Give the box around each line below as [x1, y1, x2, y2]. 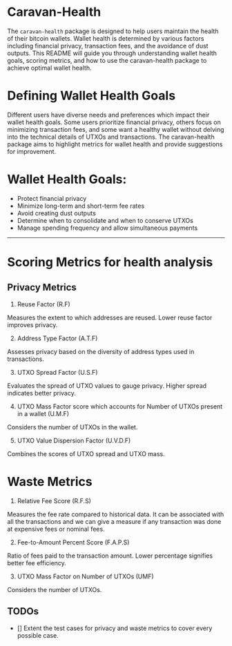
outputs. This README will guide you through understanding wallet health [7, 49, 217, 57]
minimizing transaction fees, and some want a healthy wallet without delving [7, 125, 224, 133]
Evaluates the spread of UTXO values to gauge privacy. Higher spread [7, 381, 207, 390]
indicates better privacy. [7, 389, 76, 397]
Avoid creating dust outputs [17, 208, 97, 217]
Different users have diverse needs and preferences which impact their [7, 110, 210, 119]
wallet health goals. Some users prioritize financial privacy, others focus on [7, 118, 221, 126]
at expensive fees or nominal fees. [7, 525, 105, 533]
